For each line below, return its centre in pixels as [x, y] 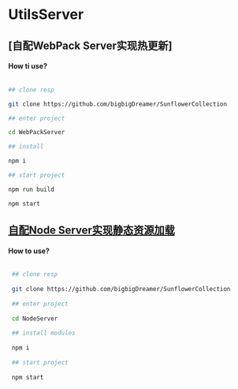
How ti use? [28, 66]
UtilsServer [46, 15]
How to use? [29, 251]
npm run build [32, 189]
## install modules [44, 333]
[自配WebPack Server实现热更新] [90, 45]
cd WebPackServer [37, 133]
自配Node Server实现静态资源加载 [92, 230]
